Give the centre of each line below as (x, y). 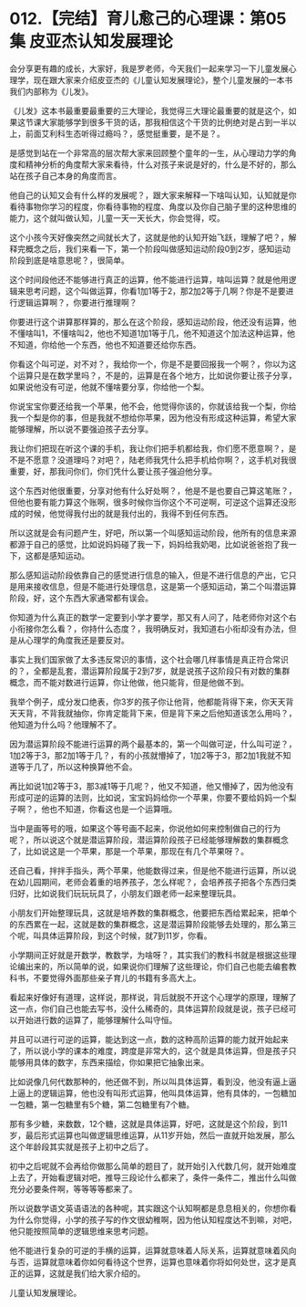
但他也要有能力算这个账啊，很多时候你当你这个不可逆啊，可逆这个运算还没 (149, 502)
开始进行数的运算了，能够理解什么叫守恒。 (97, 1019)
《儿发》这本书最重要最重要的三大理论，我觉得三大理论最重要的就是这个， (149, 110)
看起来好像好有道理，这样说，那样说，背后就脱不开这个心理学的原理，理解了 (153, 997)
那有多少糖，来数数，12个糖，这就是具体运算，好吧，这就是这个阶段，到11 (148, 1124)
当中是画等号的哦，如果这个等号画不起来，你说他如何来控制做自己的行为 (145, 828)
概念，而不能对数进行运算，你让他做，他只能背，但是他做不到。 (129, 682)
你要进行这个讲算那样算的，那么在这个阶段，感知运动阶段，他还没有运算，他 (153, 321)
